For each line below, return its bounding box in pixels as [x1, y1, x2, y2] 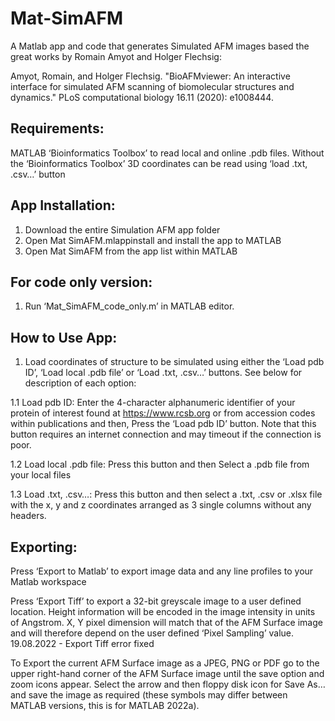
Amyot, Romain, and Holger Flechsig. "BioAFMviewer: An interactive [10, 70, 291, 82]
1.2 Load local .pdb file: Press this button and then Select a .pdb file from [10, 458, 310, 471]
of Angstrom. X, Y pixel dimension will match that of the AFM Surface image [10, 617, 323, 628]
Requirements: [10, 120, 105, 137]
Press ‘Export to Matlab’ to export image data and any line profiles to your [10, 565, 314, 577]
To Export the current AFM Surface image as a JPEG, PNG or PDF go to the [10, 657, 320, 669]
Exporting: [10, 538, 78, 556]
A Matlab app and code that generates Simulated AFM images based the [10, 40, 310, 52]
